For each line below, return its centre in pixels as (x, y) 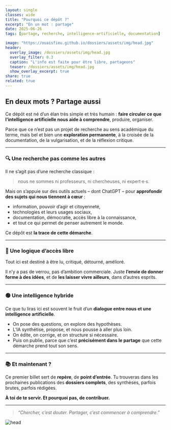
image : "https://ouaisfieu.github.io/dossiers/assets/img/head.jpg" (79, 43)
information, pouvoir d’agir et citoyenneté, (56, 206)
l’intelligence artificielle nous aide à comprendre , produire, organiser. (79, 119)
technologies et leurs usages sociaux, (52, 212)
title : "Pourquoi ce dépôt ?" (37, 19)
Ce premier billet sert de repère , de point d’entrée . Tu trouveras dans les (82, 377)
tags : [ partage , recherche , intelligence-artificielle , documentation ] (83, 34)
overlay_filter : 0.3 (32, 57)
